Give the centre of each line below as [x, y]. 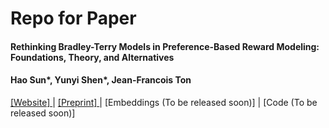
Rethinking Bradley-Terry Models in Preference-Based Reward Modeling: [165, 46]
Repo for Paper [73, 18]
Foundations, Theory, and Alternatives [92, 57]
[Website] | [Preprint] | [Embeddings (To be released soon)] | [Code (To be [164, 102]
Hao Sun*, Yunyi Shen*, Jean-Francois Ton [101, 80]
